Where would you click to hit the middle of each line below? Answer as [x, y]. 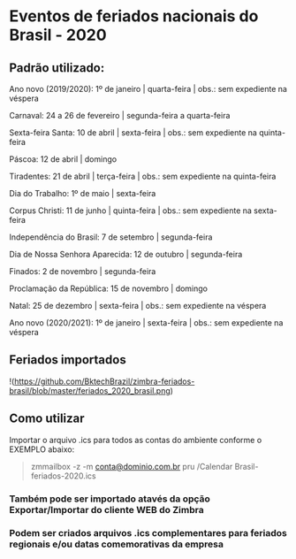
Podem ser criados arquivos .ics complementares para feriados [148, 533]
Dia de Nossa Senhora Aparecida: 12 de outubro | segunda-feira [126, 254]
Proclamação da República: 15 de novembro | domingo [109, 288]
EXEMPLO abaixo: [42, 449]
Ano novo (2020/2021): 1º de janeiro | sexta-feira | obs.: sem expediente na [146, 323]
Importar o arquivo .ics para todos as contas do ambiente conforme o [136, 440]
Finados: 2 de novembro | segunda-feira [83, 271]
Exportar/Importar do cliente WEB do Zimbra [107, 509]
